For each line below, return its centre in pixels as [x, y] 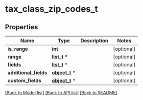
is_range [18, 49]
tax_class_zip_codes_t [52, 9]
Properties [22, 27]
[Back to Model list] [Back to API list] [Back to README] [61, 93]
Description [95, 41]
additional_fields [27, 73]
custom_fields [24, 80]
